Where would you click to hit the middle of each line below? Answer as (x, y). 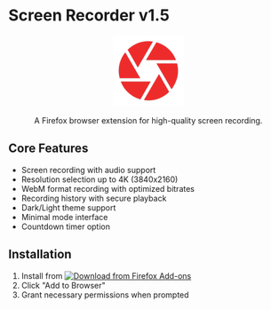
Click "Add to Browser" (63, 285)
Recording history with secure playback (94, 198)
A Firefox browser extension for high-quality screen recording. (148, 120)
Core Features (48, 149)
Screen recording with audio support (88, 170)
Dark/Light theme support (68, 207)
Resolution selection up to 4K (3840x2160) (100, 179)
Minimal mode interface (64, 217)
